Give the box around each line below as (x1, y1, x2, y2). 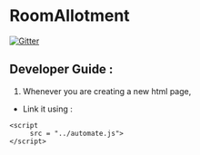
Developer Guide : (9, 62, 114, 77)
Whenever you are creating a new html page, (22, 85, 192, 96)
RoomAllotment (9, 5, 130, 26)
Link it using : (22, 103, 73, 114)
